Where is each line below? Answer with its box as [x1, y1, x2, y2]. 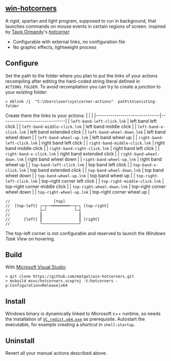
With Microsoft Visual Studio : [5, 264, 67, 270]
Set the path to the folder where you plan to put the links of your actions [5, 72, 158, 79]
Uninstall [5, 336, 35, 345]
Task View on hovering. [5, 236, 55, 242]
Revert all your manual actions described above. [5, 350, 107, 356]
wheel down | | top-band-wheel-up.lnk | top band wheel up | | [5, 172, 135, 179]
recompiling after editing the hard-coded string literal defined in [5, 78, 140, 84]
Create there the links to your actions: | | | [5, 112, 93, 119]
